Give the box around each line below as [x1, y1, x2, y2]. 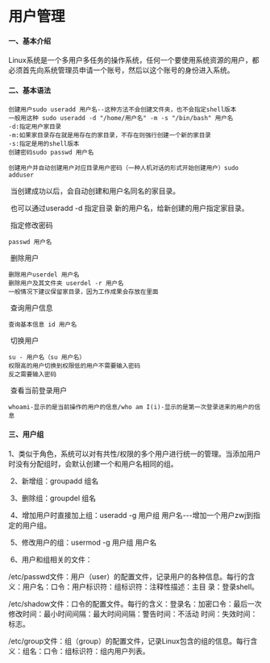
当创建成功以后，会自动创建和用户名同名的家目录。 [10, 186, 180, 196]
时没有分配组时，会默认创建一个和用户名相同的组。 [8, 458, 178, 468]
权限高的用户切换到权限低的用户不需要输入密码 [8, 362, 141, 370]
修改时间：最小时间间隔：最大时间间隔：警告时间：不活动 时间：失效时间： [8, 609, 258, 619]
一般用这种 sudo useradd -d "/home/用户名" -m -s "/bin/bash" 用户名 [8, 114, 234, 122]
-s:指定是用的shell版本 [8, 139, 80, 147]
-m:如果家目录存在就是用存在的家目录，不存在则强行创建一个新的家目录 [8, 131, 211, 139]
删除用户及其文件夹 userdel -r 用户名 [8, 279, 124, 287]
